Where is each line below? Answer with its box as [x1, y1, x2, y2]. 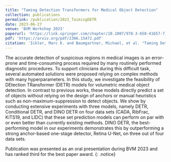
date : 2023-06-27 [5, 21, 42, 27]
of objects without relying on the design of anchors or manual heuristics [5, 92, 156, 98]
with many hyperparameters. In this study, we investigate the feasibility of [5, 76, 160, 82]
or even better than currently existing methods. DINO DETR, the [5, 119, 138, 125]
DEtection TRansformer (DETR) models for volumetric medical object [5, 82, 150, 88]
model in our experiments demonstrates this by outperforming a [30, 125, 164, 131]
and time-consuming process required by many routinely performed [18, 60, 162, 66]
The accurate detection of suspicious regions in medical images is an [5, 55, 151, 61]
